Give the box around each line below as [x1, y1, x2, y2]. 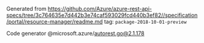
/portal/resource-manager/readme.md [6, 18, 103, 25]
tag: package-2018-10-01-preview [104, 18, 187, 25]
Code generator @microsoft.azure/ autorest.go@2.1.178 [6, 30, 145, 37]
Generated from [6, 5, 47, 12]
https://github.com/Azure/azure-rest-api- [48, 5, 152, 12]
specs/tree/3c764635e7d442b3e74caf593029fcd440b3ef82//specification [6, 12, 198, 19]
